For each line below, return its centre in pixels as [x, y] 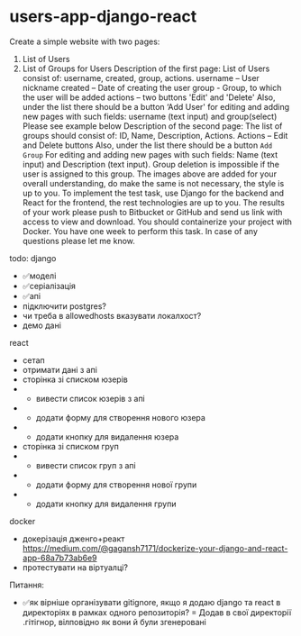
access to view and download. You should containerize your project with [157, 222]
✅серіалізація [49, 286]
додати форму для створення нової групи [116, 485]
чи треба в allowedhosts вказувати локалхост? [112, 315]
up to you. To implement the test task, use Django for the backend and [153, 193]
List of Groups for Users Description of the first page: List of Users [146, 68]
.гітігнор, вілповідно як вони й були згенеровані [114, 622]
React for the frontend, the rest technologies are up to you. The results [154, 202]
